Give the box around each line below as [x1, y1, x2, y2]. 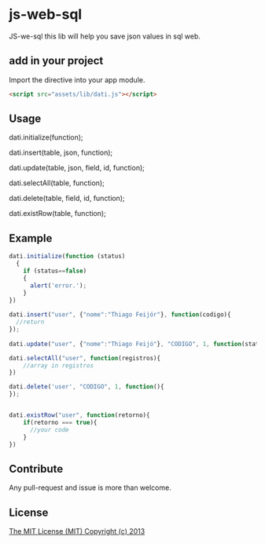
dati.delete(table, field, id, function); [9, 194, 125, 203]
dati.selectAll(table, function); [9, 178, 105, 188]
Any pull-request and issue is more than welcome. [9, 483, 171, 492]
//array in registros [23, 361, 94, 370]
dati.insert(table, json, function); [9, 148, 113, 158]
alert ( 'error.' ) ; [29, 281, 87, 290]
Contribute [9, 462, 64, 476]
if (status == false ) [23, 267, 87, 275]
